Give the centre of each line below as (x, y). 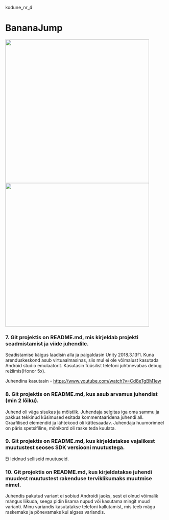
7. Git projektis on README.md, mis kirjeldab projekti (72, 337)
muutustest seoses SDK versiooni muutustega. (65, 447)
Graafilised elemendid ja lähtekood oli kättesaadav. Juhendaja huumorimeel (85, 422)
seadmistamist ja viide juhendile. (47, 343)
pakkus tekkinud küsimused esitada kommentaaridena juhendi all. (75, 417)
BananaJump (34, 28)
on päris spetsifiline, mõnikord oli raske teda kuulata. (61, 428)
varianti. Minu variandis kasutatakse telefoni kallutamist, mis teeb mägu (80, 507)
